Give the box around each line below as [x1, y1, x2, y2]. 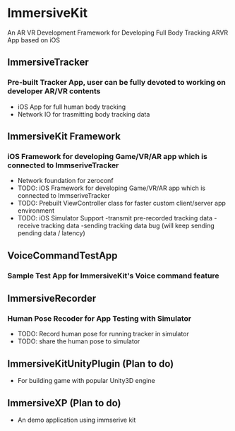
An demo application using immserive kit [17, 415, 136, 424]
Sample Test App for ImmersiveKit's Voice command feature [7, 271, 219, 281]
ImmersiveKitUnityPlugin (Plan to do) [7, 358, 174, 370]
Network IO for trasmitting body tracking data [17, 110, 150, 118]
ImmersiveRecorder [7, 293, 97, 305]
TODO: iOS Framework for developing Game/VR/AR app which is [17, 184, 206, 192]
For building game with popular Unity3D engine [17, 377, 155, 385]
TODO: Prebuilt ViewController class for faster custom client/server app [17, 199, 226, 208]
